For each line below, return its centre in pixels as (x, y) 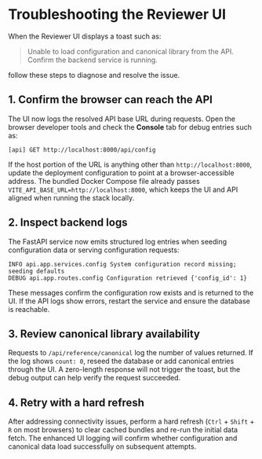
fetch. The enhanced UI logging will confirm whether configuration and (123, 439)
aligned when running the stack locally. (71, 197)
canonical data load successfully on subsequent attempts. (102, 446)
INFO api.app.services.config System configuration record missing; (122, 264)
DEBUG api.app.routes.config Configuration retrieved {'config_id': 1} (127, 278)
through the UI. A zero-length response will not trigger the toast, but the (124, 369)
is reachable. (29, 309)
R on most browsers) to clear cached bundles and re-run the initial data (123, 430)
